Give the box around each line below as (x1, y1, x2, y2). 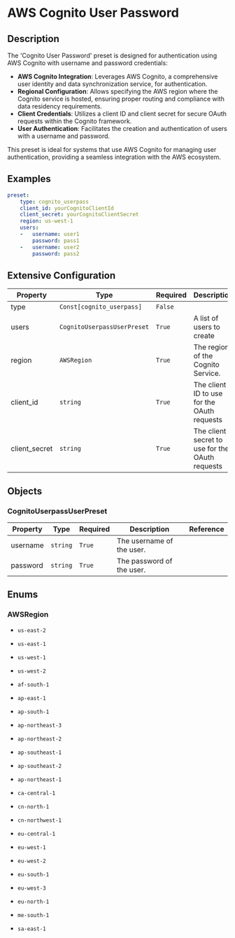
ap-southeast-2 (17, 762, 62, 769)
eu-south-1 (17, 871, 50, 878)
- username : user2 (20, 244, 80, 251)
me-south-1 (17, 911, 50, 918)
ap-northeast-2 (17, 735, 62, 743)
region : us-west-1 (20, 218, 73, 225)
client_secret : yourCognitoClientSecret (20, 211, 139, 218)
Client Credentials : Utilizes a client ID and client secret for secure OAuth (17, 110, 227, 118)
